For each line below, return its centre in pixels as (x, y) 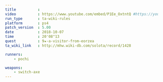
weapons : (14, 68)
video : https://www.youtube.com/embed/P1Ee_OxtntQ (68, 14)
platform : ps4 (27, 23)
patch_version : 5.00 (28, 28)
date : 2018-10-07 (34, 32)
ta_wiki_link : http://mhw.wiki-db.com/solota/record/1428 (68, 46)
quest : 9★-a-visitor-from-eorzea (50, 41)
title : (23, 9)
